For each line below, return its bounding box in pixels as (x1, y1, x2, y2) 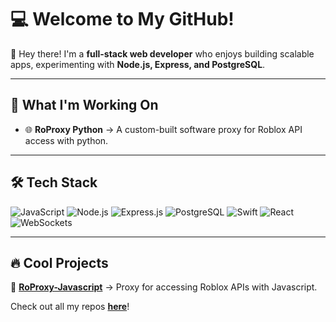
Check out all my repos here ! (10, 301, 130, 313)
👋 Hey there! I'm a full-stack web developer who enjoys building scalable (10, 47, 315, 60)
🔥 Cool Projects (10, 254, 109, 271)
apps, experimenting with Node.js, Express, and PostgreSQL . (10, 58, 266, 70)
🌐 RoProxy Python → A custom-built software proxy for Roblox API (24, 123, 303, 135)
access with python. (24, 134, 109, 146)
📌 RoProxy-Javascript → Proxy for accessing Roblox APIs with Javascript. (10, 281, 318, 293)
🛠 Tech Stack (10, 174, 98, 191)
